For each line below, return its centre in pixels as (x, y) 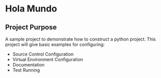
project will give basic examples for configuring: (55, 44)
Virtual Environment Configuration (48, 59)
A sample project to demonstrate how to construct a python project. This (80, 39)
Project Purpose (31, 27)
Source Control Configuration (43, 54)
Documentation (28, 65)
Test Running (26, 70)
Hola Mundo (31, 9)
